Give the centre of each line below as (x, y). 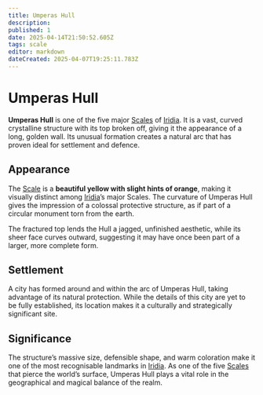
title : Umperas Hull (42, 15)
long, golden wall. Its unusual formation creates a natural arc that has (120, 136)
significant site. (33, 314)
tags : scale (27, 45)
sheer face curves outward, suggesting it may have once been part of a (124, 237)
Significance (40, 338)
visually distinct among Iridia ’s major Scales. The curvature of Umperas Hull (130, 196)
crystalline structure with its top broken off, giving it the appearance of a (125, 128)
